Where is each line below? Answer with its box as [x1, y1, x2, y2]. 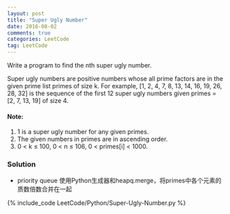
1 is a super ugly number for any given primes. [17, 128, 149, 136]
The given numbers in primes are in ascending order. [17, 135, 168, 144]
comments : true [7, 29, 51, 37]
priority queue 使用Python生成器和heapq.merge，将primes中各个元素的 [17, 176, 222, 184]
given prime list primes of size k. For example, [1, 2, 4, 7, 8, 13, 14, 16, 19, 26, [7, 82, 222, 90]
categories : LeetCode [7, 36, 70, 43]
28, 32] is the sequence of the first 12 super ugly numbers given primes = [7, 89, 217, 97]
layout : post [7, 10, 45, 17]
